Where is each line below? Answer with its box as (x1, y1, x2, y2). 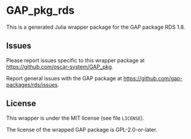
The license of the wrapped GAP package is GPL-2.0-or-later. (6, 126, 158, 133)
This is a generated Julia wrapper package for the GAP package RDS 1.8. (6, 23, 186, 31)
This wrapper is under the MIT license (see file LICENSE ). (6, 114, 144, 122)
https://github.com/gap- (123, 74, 183, 81)
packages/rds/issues (6, 81, 58, 88)
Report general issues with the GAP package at (6, 74, 122, 81)
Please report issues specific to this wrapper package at (6, 56, 145, 64)
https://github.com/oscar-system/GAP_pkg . (6, 63, 113, 70)
